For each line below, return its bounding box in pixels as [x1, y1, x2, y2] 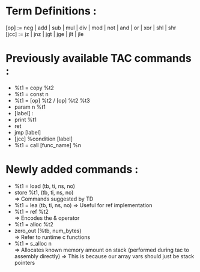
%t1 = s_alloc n [14, 240, 52, 247]
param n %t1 [14, 103, 46, 110]
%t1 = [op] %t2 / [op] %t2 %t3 [14, 97, 91, 104]
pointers [14, 259, 35, 266]
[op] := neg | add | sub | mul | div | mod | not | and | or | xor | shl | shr [5, 24, 177, 31]
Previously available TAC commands [5, 52, 192, 65]
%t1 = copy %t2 [14, 84, 55, 91]
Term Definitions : [5, 4, 97, 18]
